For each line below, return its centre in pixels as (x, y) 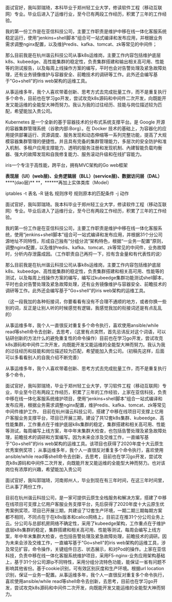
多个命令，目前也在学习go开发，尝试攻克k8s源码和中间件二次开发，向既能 (84, 98)
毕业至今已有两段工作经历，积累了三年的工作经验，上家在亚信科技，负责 (90, 392)
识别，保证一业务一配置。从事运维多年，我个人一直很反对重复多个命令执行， (86, 575)
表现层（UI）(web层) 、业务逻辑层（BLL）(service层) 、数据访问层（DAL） (84, 176)
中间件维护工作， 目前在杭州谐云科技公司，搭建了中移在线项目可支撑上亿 (82, 411)
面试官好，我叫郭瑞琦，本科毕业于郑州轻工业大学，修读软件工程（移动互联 (84, 7)
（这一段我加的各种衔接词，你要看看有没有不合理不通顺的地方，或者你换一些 (86, 302)
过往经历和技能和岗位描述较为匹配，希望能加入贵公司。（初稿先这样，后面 (87, 351)
